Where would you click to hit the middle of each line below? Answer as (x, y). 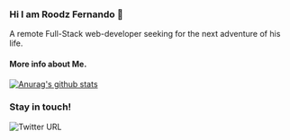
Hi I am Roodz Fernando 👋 (66, 14)
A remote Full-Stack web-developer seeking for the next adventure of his (145, 34)
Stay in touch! (41, 107)
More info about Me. (48, 64)
